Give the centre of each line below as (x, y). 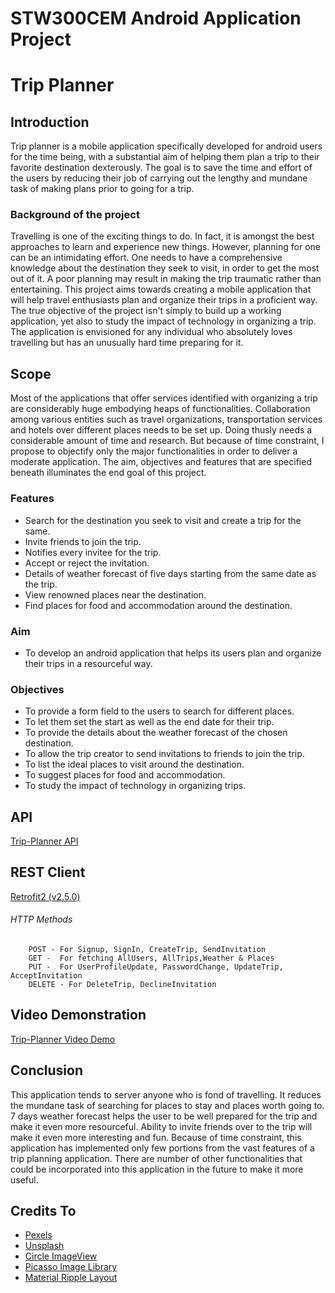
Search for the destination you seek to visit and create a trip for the (163, 520)
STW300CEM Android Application (156, 18)
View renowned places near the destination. (115, 594)
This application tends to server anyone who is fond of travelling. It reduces (166, 1094)
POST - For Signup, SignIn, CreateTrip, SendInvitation (147, 950)
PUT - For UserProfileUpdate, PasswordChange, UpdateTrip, (156, 967)
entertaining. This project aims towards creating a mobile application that (161, 289)
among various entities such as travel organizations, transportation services (166, 419)
